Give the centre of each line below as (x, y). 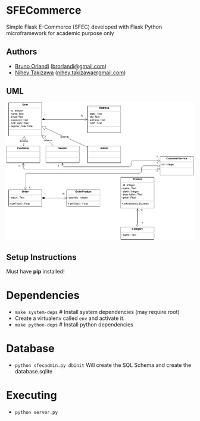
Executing (32, 395)
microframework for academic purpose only (60, 33)
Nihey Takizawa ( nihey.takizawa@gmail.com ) (70, 73)
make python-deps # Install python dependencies (74, 325)
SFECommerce (44, 10)
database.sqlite (34, 371)
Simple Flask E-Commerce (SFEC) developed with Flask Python (84, 27)
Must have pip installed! (35, 272)
